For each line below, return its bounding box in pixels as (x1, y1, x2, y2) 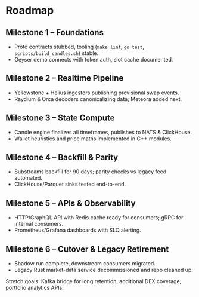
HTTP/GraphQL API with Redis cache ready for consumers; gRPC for (14, 214, 184, 221)
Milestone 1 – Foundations (5, 27, 104, 38)
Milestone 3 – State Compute (5, 113, 115, 123)
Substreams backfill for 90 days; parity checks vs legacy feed (14, 168, 167, 175)
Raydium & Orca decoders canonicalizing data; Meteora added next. (14, 95, 182, 102)
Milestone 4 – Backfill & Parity (5, 152, 119, 163)
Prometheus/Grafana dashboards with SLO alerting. (14, 226, 141, 234)
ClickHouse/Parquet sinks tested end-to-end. (14, 180, 126, 188)
